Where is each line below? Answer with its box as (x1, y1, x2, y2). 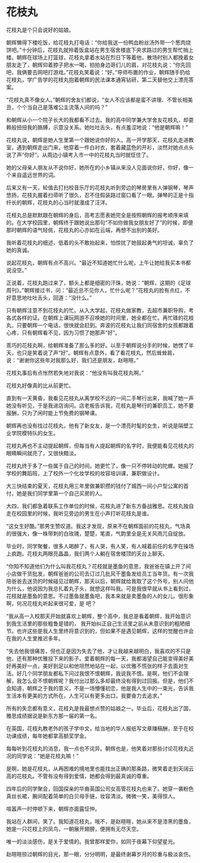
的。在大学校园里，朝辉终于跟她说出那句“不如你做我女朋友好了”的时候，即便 (6, 218, 193, 226)
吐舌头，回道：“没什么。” (32, 294, 92, 301)
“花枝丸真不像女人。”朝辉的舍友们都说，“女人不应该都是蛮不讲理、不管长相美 (6, 96, 193, 103)
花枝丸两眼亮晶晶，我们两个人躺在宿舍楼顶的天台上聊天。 (26, 550, 168, 557)
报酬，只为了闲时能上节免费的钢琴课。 (6, 409, 100, 417)
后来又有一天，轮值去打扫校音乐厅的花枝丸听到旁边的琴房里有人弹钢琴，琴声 (6, 184, 194, 191)
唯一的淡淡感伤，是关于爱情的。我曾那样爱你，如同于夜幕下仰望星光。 (6, 837, 179, 845)
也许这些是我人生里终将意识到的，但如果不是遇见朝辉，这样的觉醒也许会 (16, 627, 194, 634)
